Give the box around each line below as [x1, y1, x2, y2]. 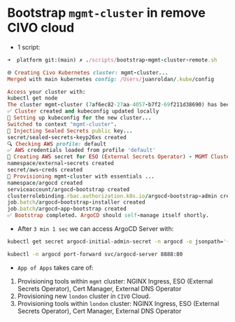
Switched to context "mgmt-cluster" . [7, 120, 117, 127]
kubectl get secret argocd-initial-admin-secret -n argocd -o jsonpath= [7, 238, 224, 246]
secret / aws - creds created [7, 167, 83, 174]
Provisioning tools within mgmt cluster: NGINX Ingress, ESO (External [17, 276, 213, 285]
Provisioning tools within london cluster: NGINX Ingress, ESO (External [17, 299, 220, 307]
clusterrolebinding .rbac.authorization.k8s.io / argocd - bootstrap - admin [7, 192, 218, 199]
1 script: [17, 43, 41, 51]
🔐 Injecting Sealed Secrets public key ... [7, 127, 133, 134]
